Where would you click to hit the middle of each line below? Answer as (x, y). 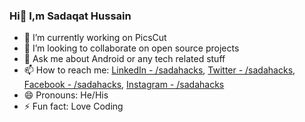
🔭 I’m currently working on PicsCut (95, 38)
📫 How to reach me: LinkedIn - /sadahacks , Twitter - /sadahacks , (159, 70)
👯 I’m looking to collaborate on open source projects (131, 48)
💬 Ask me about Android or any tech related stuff (124, 59)
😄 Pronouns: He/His (66, 95)
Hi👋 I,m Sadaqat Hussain (70, 16)
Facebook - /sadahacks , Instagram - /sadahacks (124, 85)
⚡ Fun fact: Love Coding (73, 106)
